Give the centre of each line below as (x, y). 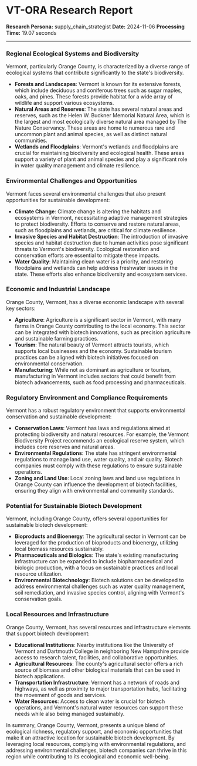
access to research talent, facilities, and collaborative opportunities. (96, 657)
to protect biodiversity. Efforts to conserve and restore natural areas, (97, 224)
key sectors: (21, 308)
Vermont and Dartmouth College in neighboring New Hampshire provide (102, 651)
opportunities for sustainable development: (58, 200)
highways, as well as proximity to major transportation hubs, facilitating (100, 689)
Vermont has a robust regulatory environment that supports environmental (96, 411)
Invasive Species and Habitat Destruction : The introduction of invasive (101, 236)
